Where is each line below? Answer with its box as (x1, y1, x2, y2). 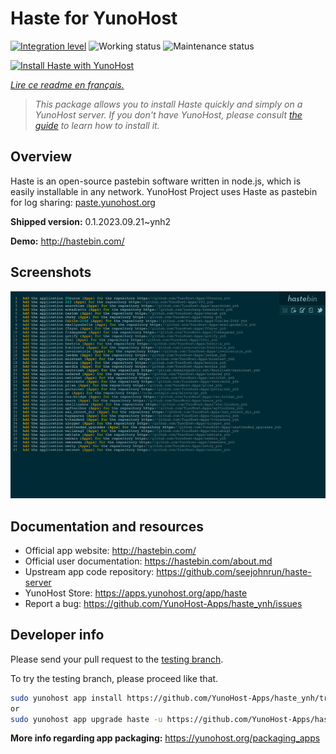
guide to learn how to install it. (34, 119, 160, 131)
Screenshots (10, 264, 92, 281)
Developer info (10, 627, 105, 644)
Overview (10, 148, 73, 166)
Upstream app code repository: (24, 566, 155, 577)
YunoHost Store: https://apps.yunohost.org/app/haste (24, 587, 248, 599)
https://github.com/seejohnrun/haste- (156, 566, 312, 577)
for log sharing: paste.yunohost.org (10, 196, 156, 208)
